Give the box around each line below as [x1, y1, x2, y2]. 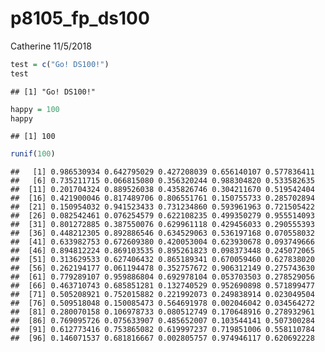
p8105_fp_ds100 [10, 7, 150, 30]
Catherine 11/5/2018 [10, 40, 92, 52]
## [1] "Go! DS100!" [10, 87, 97, 97]
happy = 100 [10, 104, 60, 114]
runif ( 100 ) [10, 149, 56, 159]
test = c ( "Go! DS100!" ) [10, 59, 110, 69]
